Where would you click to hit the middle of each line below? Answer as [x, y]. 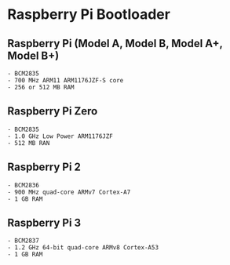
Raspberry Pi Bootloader [89, 15]
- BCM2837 [24, 241]
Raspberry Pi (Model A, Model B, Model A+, [115, 44]
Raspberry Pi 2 [44, 167]
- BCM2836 [24, 185]
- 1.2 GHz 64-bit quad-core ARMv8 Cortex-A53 [83, 248]
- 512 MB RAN [29, 143]
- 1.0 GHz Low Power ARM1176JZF [60, 136]
